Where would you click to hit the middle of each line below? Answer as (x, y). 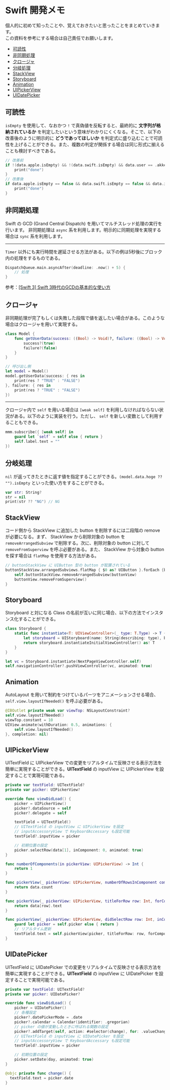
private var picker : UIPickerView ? (43, 790)
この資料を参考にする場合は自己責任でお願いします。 (60, 38)
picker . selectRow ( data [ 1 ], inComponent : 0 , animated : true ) (79, 850)
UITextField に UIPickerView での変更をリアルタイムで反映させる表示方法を (84, 763)
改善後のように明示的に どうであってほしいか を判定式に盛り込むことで (79, 138)
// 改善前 (14, 160)
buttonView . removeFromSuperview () (51, 579)
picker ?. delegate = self (40, 813)
